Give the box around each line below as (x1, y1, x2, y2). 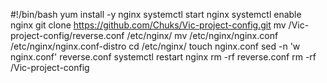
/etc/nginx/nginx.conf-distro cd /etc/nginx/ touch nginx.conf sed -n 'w (10, 40, 301, 52)
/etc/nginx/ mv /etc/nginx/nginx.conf (126, 30, 279, 41)
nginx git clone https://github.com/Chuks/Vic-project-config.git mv (10, 19, 287, 31)
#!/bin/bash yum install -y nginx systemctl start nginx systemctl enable (10, 9, 302, 20)
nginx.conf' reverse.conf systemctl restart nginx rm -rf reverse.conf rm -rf (10, 51, 317, 63)
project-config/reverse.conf (10, 30, 125, 41)
